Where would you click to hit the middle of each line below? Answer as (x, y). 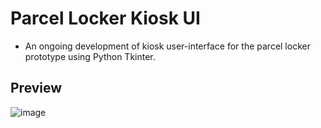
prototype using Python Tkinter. (90, 56)
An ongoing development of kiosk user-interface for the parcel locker (167, 46)
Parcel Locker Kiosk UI (105, 18)
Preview (36, 88)
